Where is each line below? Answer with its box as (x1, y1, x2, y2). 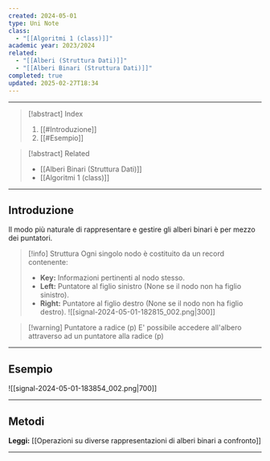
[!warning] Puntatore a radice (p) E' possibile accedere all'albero (27, 323, 243, 332)
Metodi (8, 414, 45, 428)
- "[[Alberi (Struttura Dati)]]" (15, 57, 128, 65)
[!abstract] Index (27, 109, 84, 118)
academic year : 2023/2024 (8, 42, 95, 50)
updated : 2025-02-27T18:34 (8, 79, 99, 87)
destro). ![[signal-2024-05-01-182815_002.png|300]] (39, 307, 215, 317)
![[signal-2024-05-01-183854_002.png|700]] (8, 384, 157, 393)
